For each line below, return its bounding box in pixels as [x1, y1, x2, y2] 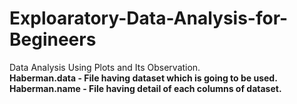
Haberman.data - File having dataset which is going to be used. [9, 72, 278, 84]
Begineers [9, 28, 97, 51]
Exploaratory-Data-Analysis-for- [9, 7, 289, 30]
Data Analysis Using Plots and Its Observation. [9, 61, 201, 73]
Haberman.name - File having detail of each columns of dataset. [9, 82, 282, 94]
